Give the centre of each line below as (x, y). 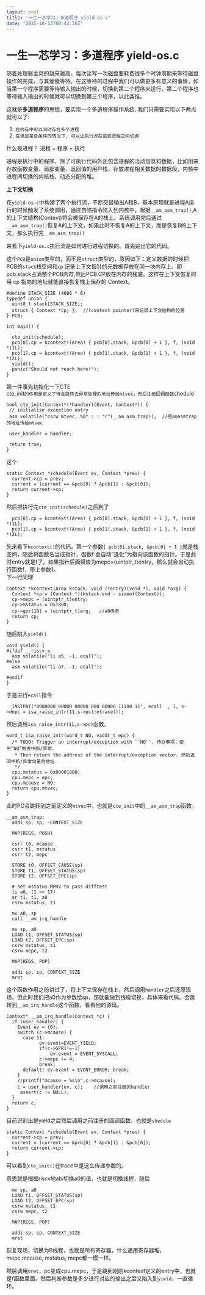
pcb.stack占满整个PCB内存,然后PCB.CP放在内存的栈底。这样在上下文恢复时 (102, 274)
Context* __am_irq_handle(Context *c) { (59, 1017)
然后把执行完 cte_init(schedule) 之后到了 (58, 507)
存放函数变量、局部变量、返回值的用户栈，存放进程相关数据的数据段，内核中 (103, 169)
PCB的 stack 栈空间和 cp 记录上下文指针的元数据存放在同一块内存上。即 (94, 267)
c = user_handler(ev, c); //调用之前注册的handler (84, 1087)
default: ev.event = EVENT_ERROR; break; (76, 1070)
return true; (26, 444)
